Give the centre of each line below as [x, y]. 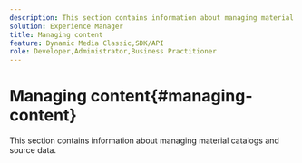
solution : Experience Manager [67, 26]
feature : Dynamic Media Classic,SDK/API [87, 43]
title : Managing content [56, 34]
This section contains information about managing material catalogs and [144, 140]
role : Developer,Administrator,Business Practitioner [113, 52]
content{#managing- [171, 96]
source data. [33, 150]
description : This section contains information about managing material [152, 18]
